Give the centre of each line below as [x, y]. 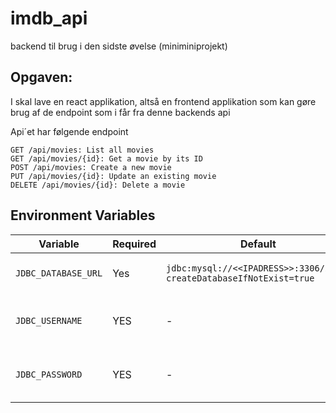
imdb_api [49, 18]
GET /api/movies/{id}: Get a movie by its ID [106, 158]
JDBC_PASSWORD [49, 374]
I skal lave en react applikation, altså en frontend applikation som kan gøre [163, 101]
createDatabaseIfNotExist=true [240, 278]
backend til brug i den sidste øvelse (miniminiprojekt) [119, 46]
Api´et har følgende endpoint [69, 131]
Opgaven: [41, 77]
